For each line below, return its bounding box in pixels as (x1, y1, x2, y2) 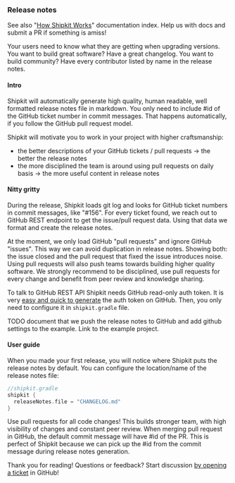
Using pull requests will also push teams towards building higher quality (7, 259, 215, 268)
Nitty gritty (7, 185, 40, 193)
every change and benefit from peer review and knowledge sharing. (7, 274, 205, 283)
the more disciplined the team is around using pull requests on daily (17, 161, 214, 170)
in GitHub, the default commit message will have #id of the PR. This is (7, 432, 209, 441)
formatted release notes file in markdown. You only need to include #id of (7, 104, 220, 112)
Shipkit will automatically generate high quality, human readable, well (7, 97, 208, 105)
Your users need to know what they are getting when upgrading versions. (7, 42, 220, 51)
